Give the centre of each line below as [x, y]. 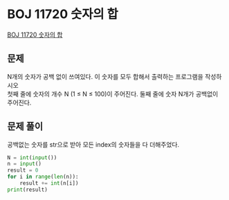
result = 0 [23, 170]
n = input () [24, 164]
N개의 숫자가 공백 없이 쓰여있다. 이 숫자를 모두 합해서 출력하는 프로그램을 [106, 76]
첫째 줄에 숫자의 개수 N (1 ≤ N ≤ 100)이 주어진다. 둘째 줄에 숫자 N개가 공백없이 [113, 93]
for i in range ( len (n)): [43, 177]
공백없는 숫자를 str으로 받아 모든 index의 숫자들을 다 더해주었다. [93, 144]
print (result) [28, 190]
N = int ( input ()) [32, 157]
